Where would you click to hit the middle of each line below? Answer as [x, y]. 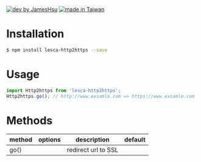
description [92, 140]
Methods [30, 120]
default [135, 140]
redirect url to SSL [93, 150]
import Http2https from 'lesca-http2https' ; [64, 90]
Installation [35, 34]
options [49, 140]
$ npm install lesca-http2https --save [57, 50]
